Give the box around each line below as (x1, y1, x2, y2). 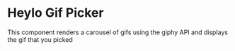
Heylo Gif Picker (7, 5, 104, 21)
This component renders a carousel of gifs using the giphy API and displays (7, 28, 229, 36)
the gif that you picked (7, 35, 73, 43)
